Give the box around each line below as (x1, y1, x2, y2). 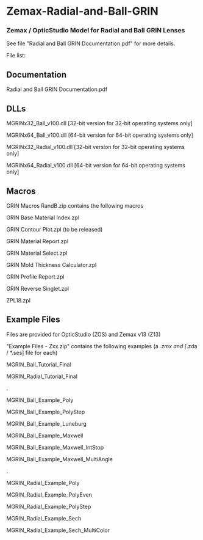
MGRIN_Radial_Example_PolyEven (6, 491, 93, 498)
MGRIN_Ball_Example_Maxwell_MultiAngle (6, 455, 113, 462)
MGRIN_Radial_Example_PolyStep (6, 503, 91, 510)
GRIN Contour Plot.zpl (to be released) (6, 225, 103, 233)
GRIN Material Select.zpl (6, 249, 68, 257)
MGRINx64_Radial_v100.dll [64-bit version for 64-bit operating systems (6, 162, 186, 169)
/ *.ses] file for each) (6, 349, 58, 356)
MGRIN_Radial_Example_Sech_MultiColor (6, 527, 110, 534)
